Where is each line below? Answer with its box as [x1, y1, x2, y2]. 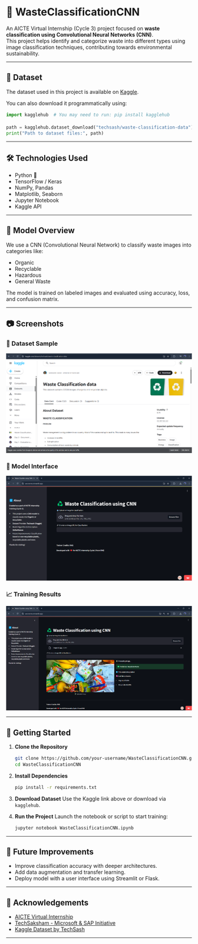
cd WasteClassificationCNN [14, 761, 81, 768]
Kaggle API [14, 203, 42, 210]
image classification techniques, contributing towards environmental [6, 44, 172, 51]
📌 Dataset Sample [6, 339, 58, 348]
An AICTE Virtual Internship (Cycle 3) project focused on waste [6, 25, 160, 32]
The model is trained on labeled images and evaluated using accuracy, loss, [6, 289, 190, 296]
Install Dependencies [14, 772, 68, 779]
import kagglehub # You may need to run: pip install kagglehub [6, 112, 170, 117]
